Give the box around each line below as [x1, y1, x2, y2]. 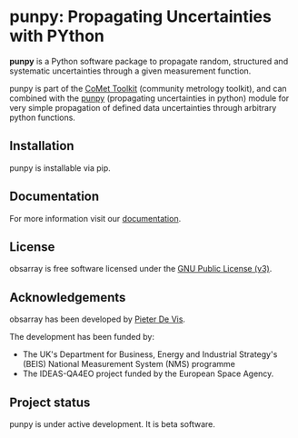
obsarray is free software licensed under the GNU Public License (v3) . [9, 264, 273, 274]
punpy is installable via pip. [9, 162, 111, 174]
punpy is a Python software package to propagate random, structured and [9, 55, 289, 66]
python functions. [9, 112, 75, 123]
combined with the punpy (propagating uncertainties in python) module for [9, 93, 290, 104]
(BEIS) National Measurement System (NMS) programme [22, 359, 236, 370]
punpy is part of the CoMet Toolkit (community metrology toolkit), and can [9, 83, 288, 94]
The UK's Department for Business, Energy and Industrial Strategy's [22, 349, 278, 360]
